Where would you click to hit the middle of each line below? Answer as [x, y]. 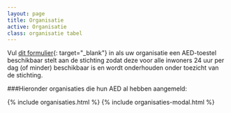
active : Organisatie [37, 27]
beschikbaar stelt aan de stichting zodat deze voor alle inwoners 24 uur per [116, 61]
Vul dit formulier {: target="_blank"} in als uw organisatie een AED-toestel [112, 53]
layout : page [26, 14]
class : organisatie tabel [45, 33]
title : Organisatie [36, 20]
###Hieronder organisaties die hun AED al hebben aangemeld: [97, 89]
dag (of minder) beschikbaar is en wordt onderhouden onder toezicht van [113, 68]
